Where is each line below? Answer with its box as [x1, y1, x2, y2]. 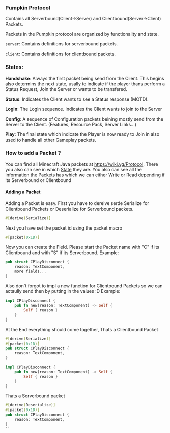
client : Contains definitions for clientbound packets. [5, 51, 116, 57]
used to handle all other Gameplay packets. [5, 136, 96, 143]
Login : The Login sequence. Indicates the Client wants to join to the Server [5, 106, 162, 112]
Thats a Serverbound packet [5, 393, 65, 399]
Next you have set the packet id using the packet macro [5, 224, 123, 231]
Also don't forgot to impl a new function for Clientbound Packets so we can [5, 283, 163, 289]
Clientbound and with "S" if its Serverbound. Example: [5, 249, 119, 256]
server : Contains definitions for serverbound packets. [5, 41, 118, 47]
